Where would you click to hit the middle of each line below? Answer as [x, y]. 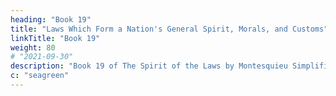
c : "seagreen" [40, 76]
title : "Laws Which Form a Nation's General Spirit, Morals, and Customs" [169, 29]
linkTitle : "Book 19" [55, 38]
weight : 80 [33, 47]
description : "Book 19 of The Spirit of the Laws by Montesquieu [149, 66]
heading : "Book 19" [51, 19]
